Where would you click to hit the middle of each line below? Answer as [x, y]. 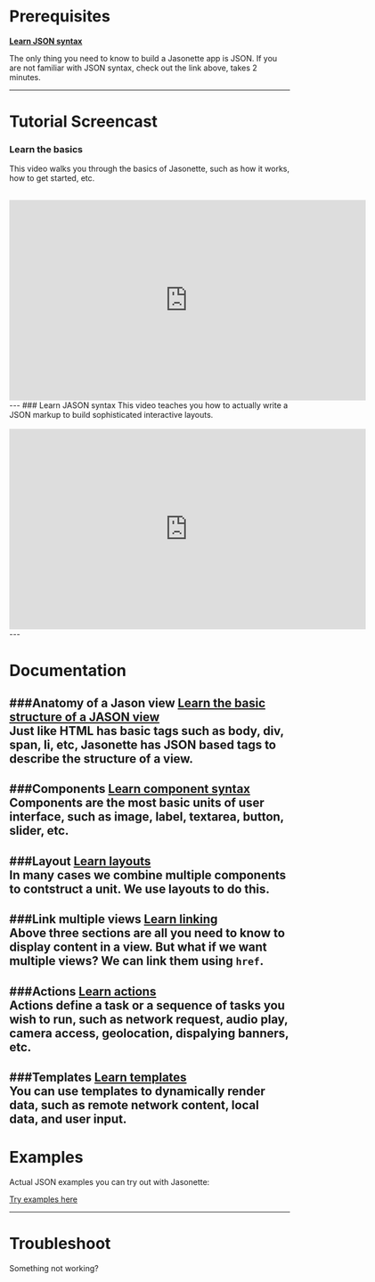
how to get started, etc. [52, 178]
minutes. [25, 77]
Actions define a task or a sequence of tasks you [147, 1005]
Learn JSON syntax [46, 41]
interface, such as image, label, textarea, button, [147, 817]
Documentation [68, 670]
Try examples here [44, 1199]
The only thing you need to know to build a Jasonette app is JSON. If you [143, 58]
